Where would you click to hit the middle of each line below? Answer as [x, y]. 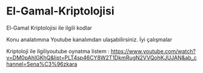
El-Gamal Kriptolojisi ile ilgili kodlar [49, 28]
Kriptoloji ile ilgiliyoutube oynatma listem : [58, 51]
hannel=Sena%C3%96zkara [42, 64]
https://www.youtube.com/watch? [153, 51]
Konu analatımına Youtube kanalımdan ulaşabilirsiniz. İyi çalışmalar [89, 39]
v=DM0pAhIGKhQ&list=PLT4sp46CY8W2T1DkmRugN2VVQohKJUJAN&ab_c [101, 57]
